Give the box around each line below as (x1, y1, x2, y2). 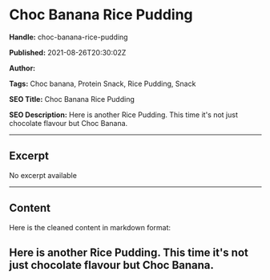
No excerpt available (9, 170, 77, 180)
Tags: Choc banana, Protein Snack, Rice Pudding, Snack (9, 79, 196, 88)
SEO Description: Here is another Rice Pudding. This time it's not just (9, 110, 239, 120)
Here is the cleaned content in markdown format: (9, 222, 171, 232)
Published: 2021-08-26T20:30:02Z (9, 47, 127, 57)
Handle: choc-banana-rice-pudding (9, 32, 128, 42)
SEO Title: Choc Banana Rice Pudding (9, 94, 135, 103)
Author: (9, 63, 36, 73)
